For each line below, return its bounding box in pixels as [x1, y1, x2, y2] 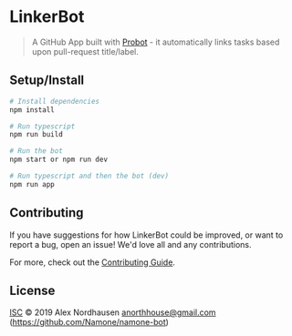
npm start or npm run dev [9, 155, 108, 165]
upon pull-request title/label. [31, 46, 140, 56]
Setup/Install [9, 73, 85, 88]
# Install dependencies [9, 97, 100, 106]
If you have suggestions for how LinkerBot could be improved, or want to [9, 229, 284, 240]
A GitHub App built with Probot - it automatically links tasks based [31, 36, 280, 47]
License [9, 282, 56, 298]
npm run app [9, 179, 55, 188]
